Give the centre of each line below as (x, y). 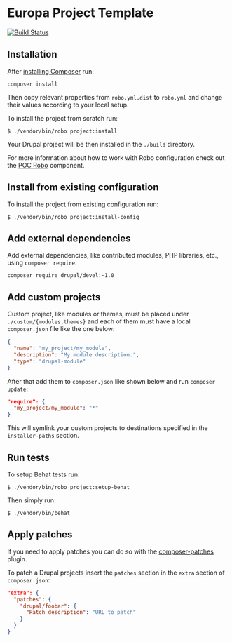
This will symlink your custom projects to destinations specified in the (108, 428)
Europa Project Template (81, 13)
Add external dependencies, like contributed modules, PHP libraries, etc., (113, 255)
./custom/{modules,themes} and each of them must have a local (99, 321)
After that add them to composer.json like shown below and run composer (111, 381)
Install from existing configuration (83, 187)
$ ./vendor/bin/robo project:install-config (73, 217)
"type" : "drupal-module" (50, 361)
